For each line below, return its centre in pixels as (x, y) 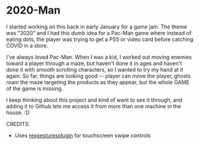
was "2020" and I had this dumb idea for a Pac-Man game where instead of (99, 33)
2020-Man (33, 10)
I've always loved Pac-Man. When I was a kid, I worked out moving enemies (99, 57)
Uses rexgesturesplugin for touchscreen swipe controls (83, 135)
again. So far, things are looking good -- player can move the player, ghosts (99, 76)
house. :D (18, 112)
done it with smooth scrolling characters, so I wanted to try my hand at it (95, 69)
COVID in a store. (27, 46)
